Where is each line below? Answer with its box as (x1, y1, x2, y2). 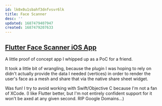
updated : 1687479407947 (5, 20, 54, 26)
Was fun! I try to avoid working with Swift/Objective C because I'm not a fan (5, 85, 158, 91)
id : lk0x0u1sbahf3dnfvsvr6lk (5, 7, 64, 12)
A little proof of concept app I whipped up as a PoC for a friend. (5, 56, 133, 62)
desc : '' (5, 16, 23, 21)
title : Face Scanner (5, 12, 47, 17)
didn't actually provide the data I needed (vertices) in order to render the (5, 71, 151, 76)
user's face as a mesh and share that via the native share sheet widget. (5, 76, 148, 82)
